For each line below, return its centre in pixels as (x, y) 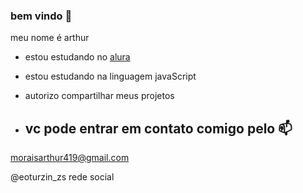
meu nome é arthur (50, 38)
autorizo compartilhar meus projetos (99, 96)
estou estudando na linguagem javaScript (110, 76)
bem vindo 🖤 (41, 16)
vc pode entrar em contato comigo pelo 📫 (158, 128)
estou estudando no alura (77, 57)
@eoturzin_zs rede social (62, 177)
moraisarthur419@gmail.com (70, 158)
